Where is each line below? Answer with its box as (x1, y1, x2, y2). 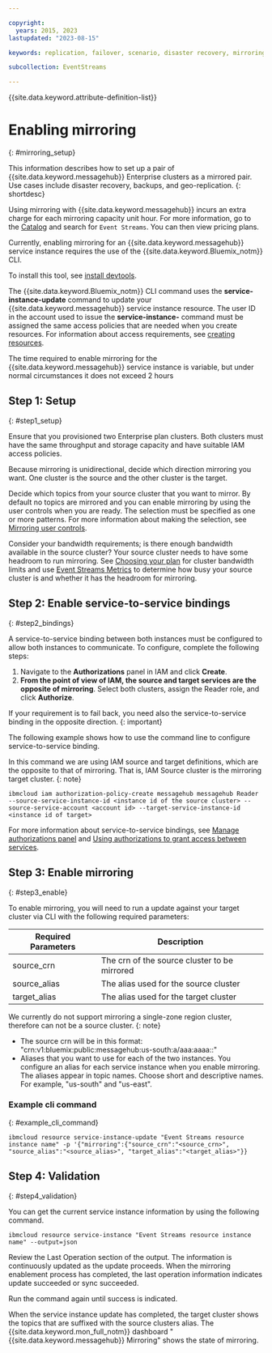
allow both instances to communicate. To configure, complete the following (8, 642, 260, 652)
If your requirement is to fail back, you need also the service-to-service (8, 708, 247, 717)
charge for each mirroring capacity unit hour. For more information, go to (8, 214, 252, 223)
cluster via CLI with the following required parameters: (8, 912, 189, 921)
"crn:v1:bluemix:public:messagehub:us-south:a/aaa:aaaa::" (19, 1045, 218, 1054)
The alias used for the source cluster (100, 977, 240, 989)
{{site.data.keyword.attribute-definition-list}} (8, 92, 158, 102)
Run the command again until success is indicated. (8, 1293, 178, 1304)
